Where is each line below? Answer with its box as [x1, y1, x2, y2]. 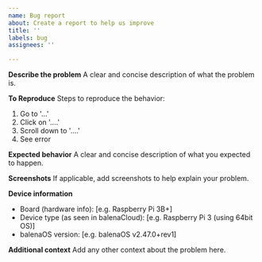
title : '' [8, 26, 41, 34]
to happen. [8, 158, 44, 168]
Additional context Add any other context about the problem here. [8, 245, 226, 255]
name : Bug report [8, 11, 66, 20]
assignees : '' [8, 41, 56, 49]
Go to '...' [19, 109, 49, 119]
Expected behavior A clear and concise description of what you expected [8, 150, 251, 160]
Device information [8, 189, 73, 198]
